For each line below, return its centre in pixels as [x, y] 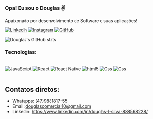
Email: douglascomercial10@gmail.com [52, 106]
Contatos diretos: [32, 89]
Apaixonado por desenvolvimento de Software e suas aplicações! [71, 21]
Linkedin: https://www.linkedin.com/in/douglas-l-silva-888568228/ [80, 112]
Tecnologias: [21, 52]
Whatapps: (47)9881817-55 [40, 101]
